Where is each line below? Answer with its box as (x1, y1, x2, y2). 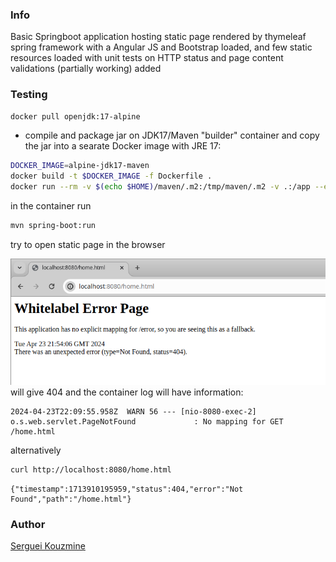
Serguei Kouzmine (10, 539, 86, 552)
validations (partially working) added (10, 63, 162, 75)
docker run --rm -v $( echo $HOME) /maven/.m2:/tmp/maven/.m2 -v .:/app (10, 182, 311, 192)
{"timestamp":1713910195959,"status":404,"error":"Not (10, 484, 244, 494)
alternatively (10, 444, 62, 456)
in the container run (10, 200, 92, 212)
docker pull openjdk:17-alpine (10, 111, 141, 122)
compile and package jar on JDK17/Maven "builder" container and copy (24, 129, 320, 142)
